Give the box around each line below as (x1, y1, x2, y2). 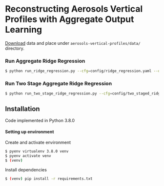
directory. (5, 45, 24, 51)
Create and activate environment (5, 140, 71, 146)
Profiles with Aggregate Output (5, 14, 134, 25)
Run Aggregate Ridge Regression (5, 57, 85, 64)
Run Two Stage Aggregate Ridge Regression (5, 80, 112, 87)
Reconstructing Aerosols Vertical (5, 3, 143, 15)
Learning (5, 24, 42, 35)
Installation (5, 105, 40, 113)
